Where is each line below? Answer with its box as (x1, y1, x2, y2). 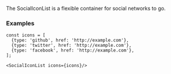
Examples (6, 19, 35, 27)
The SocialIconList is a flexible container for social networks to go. (6, 5, 166, 12)
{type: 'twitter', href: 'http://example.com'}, (11, 43, 132, 49)
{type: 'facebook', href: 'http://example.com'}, (11, 47, 134, 54)
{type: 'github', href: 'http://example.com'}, (11, 38, 130, 43)
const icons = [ (6, 32, 46, 38)
